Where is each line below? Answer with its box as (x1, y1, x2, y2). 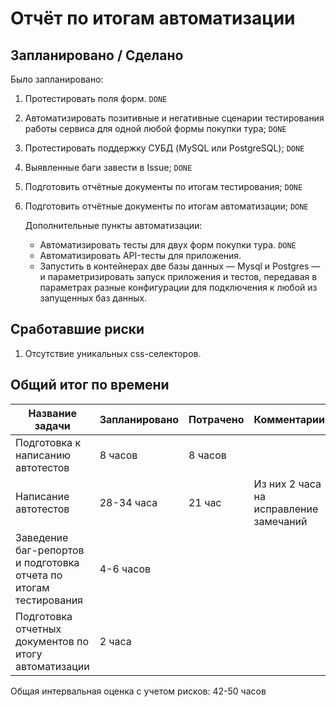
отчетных (15, 622, 62, 636)
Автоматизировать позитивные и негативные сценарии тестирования (24, 112, 325, 124)
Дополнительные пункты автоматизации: (24, 220, 203, 231)
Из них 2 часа (253, 477, 322, 491)
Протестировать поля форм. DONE (24, 93, 168, 104)
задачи (34, 418, 71, 432)
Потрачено (188, 412, 245, 426)
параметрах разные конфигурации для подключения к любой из (39, 282, 318, 293)
